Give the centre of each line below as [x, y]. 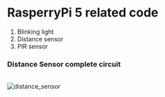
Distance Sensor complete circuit [64, 64]
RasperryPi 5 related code [83, 13]
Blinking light [35, 32]
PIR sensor [32, 46]
